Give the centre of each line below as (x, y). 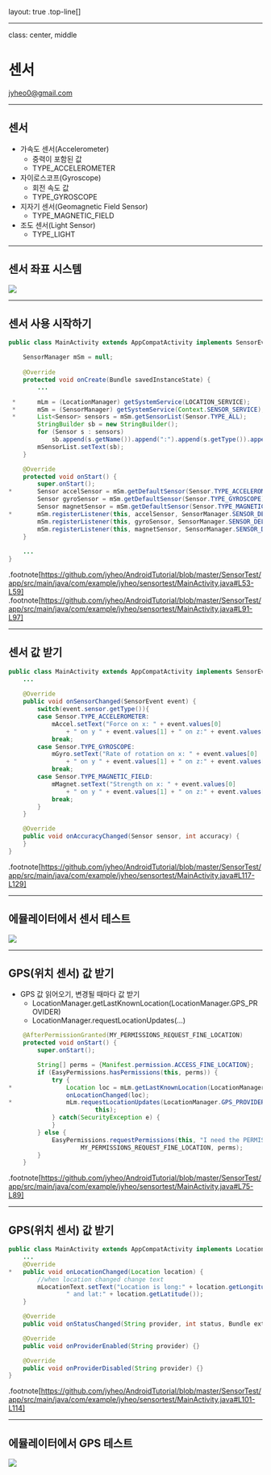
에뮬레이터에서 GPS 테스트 (71, 1443)
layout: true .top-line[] (45, 12)
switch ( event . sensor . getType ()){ (94, 709)
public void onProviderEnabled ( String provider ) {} (111, 1346)
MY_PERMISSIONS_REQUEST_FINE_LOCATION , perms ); (162, 1147)
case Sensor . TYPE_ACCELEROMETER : (94, 717)
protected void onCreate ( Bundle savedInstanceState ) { (117, 380)
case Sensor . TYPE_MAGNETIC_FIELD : (95, 777)
